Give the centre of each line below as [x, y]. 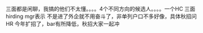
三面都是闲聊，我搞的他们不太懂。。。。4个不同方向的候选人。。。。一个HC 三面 [101, 9]
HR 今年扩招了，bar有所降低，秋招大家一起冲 [63, 24]
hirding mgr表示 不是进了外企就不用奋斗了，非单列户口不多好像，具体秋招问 [101, 16]
